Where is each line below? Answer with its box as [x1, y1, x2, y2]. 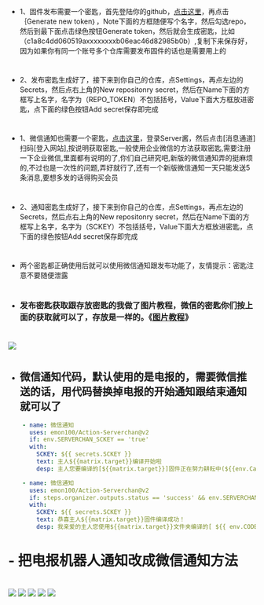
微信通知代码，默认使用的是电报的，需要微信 [19, 370, 237, 383]
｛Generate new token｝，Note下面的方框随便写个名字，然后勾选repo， [19, 16, 251, 26]
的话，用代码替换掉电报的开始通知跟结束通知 [30, 385, 247, 398]
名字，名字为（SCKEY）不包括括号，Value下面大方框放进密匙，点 [40, 222, 254, 231]
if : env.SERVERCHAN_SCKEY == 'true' [28, 435, 149, 444]
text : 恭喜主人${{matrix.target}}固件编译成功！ [36, 515, 185, 524]
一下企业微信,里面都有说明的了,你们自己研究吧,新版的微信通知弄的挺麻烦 [19, 153, 253, 163]
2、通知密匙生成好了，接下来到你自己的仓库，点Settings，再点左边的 [19, 202, 244, 211]
